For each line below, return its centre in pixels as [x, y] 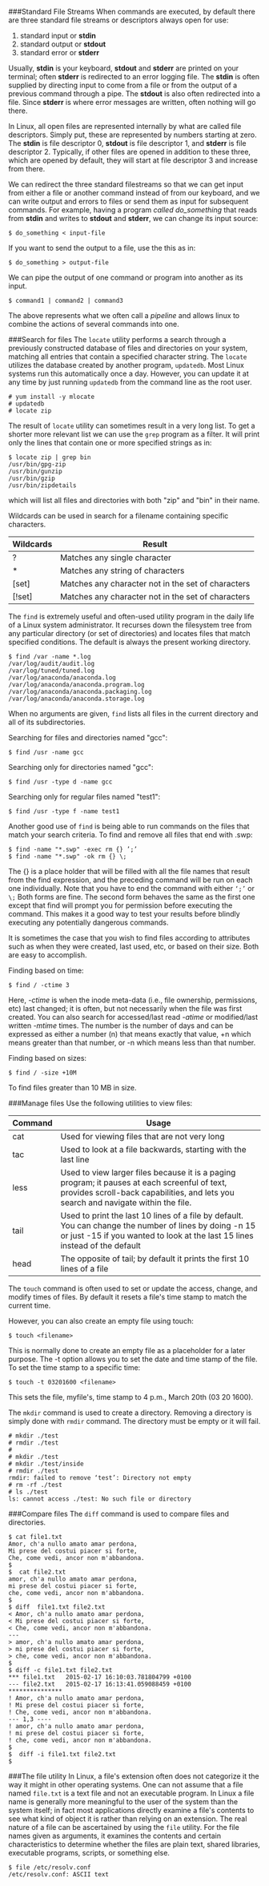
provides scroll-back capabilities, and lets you [147, 1193]
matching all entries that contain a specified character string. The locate [128, 357]
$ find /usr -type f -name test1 [64, 812]
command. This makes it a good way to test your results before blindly [124, 914]
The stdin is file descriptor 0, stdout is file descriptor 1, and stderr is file [127, 143]
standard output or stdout [63, 44]
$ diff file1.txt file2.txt [57, 1607]
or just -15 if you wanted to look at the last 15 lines [157, 1235]
